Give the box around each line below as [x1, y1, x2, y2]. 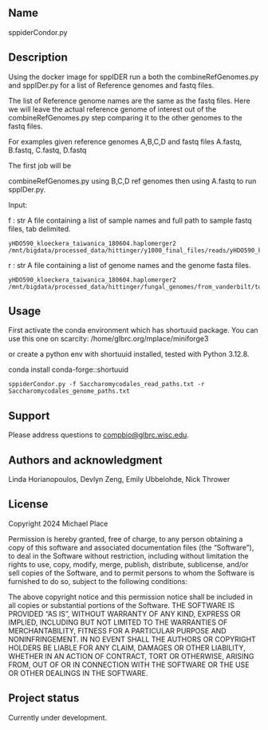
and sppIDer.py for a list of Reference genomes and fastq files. [8, 80, 215, 90]
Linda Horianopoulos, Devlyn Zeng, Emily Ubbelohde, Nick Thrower [8, 475, 231, 484]
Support [8, 408, 50, 422]
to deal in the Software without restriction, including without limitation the [8, 550, 249, 561]
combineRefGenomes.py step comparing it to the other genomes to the [8, 112, 242, 122]
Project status [8, 692, 80, 705]
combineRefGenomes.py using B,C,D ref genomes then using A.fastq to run [8, 176, 257, 186]
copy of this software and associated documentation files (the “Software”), [8, 543, 254, 552]
